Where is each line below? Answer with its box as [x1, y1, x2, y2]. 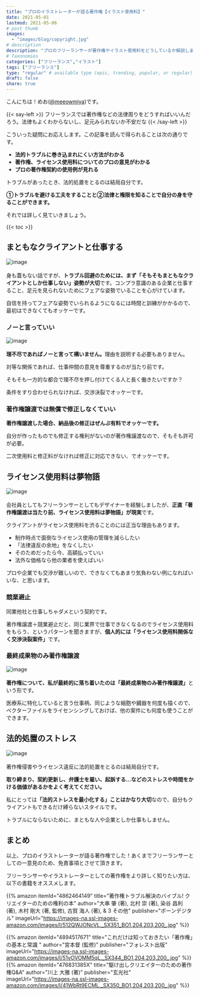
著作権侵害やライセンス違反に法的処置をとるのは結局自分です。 [6, 763, 162, 770]
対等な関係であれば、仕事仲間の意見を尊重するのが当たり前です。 [6, 364, 168, 371]
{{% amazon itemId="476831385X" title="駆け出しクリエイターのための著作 [6, 962, 192, 969]
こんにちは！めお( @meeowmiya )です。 [6, 98, 102, 105]
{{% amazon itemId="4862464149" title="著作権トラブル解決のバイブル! [6, 892, 184, 899]
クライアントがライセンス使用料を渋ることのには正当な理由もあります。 [6, 522, 183, 529]
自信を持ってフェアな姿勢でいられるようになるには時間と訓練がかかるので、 [6, 299, 193, 306]
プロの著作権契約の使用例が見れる [14, 166, 99, 173]
